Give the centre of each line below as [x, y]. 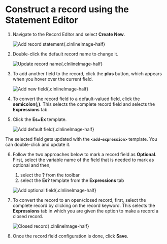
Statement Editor [42, 20]
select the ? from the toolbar [50, 175]
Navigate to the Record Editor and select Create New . [69, 34]
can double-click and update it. [38, 144]
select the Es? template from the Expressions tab [72, 180]
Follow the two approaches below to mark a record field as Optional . [84, 154]
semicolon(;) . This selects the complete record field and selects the [84, 104]
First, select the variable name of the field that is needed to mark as [83, 160]
